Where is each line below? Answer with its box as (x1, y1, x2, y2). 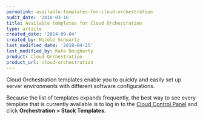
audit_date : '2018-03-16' (6, 14, 72, 21)
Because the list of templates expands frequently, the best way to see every (6, 94, 196, 101)
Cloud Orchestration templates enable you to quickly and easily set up (6, 76, 182, 83)
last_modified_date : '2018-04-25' (6, 43, 94, 49)
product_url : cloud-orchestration (6, 59, 94, 65)
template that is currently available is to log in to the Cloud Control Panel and (6, 100, 198, 107)
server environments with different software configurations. (6, 82, 155, 89)
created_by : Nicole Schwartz (6, 37, 80, 43)
